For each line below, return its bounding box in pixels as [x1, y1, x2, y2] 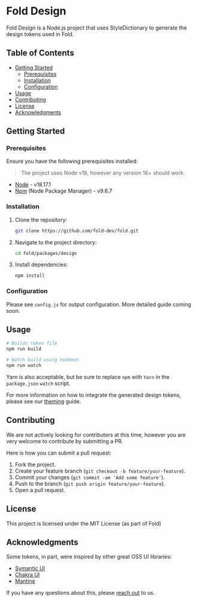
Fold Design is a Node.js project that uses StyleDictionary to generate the [6, 24, 187, 31]
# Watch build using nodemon [6, 357, 79, 363]
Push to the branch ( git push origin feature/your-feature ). [14, 480, 166, 487]
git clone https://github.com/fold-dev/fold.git [14, 227, 139, 234]
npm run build [6, 346, 42, 352]
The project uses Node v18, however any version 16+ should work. [20, 170, 186, 177]
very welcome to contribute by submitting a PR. [6, 437, 123, 444]
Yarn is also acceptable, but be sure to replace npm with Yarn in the [6, 373, 169, 380]
